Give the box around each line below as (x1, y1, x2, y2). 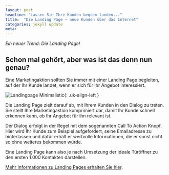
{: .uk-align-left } (64, 92, 99, 98)
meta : (5, 27, 17, 32)
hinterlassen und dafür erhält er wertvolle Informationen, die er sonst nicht (5, 133, 163, 139)
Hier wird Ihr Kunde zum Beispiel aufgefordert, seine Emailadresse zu (5, 128, 152, 134)
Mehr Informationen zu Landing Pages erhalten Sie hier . (5, 164, 123, 170)
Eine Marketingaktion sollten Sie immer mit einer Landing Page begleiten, (5, 77, 160, 83)
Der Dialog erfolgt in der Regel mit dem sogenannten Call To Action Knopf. (5, 122, 162, 129)
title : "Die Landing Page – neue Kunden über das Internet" (5, 17, 139, 22)
